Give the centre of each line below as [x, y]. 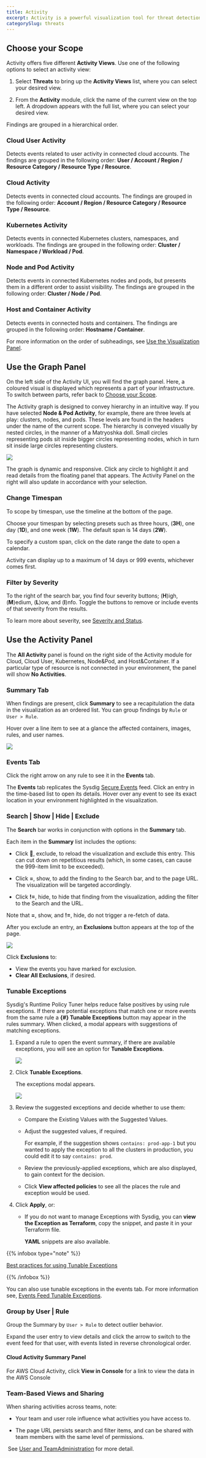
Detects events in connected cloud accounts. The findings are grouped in [99, 196]
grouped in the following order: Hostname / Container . [76, 329]
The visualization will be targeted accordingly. [73, 885]
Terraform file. [43, 1230]
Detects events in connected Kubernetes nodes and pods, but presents [97, 281]
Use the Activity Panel [50, 640]
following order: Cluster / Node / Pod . [54, 294]
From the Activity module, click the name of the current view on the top [106, 100]
